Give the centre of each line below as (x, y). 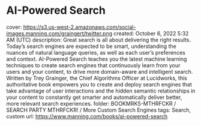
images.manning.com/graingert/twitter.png (59, 33)
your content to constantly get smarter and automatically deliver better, (94, 97)
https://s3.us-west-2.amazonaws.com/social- (79, 27)
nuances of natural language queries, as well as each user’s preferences (96, 52)
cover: (14, 27)
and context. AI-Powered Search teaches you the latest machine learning (97, 59)
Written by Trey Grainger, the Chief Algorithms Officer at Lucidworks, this (97, 78)
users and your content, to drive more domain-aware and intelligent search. (100, 71)
